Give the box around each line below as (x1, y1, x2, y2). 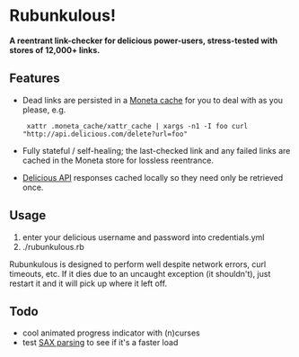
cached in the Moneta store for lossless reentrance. (22, 155, 214, 165)
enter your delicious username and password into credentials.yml (22, 231, 265, 243)
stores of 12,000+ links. (9, 44, 101, 55)
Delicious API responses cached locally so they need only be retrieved (22, 172, 284, 183)
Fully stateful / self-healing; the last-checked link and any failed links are (22, 145, 291, 156)
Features (9, 71, 60, 86)
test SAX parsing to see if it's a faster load (22, 337, 179, 348)
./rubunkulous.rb (22, 241, 85, 252)
